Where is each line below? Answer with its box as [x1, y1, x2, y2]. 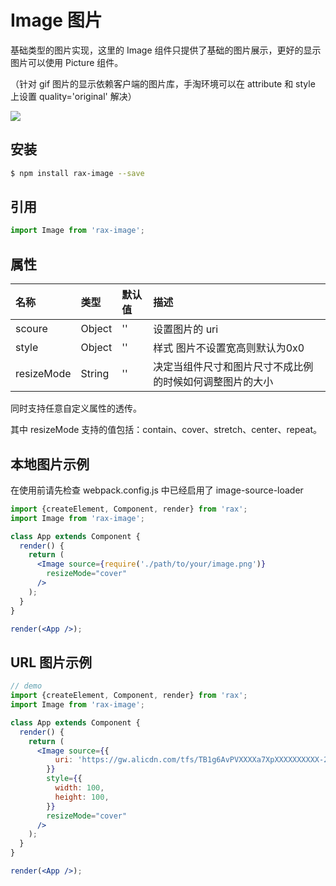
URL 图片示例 [10, 654, 93, 671]
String [80, 367, 110, 381]
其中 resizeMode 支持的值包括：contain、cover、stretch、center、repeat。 [10, 424, 323, 436]
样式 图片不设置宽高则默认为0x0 [153, 341, 305, 355]
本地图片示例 [10, 456, 90, 473]
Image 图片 [10, 9, 103, 32]
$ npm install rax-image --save [10, 168, 145, 178]
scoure [15, 322, 48, 336]
